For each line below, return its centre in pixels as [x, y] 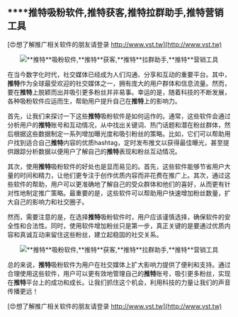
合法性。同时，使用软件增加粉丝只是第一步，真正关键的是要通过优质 [125, 226]
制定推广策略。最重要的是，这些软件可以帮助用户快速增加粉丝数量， [125, 192]
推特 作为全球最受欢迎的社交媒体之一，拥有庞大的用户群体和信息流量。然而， [119, 83]
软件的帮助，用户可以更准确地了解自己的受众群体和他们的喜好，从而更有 [119, 184]
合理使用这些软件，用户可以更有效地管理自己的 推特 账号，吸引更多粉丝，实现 [119, 273]
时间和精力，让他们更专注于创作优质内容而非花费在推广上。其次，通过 [122, 175]
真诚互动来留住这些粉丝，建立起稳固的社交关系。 [91, 234]
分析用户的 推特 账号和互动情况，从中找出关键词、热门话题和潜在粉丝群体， [116, 125]
